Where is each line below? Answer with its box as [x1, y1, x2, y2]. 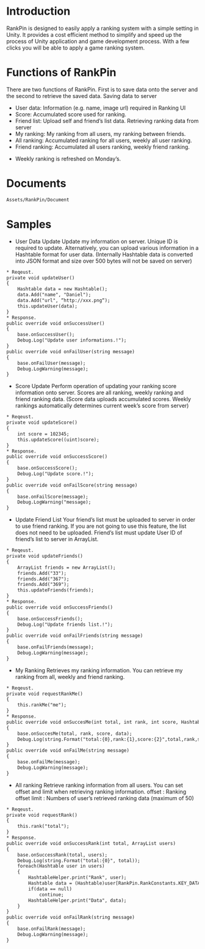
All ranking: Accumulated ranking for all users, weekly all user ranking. [15, 137, 192, 144]
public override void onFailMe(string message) [6, 748, 130, 754]
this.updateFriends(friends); [17, 587, 95, 593]
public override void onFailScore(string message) [6, 482, 138, 488]
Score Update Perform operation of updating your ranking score [15, 383, 177, 390]
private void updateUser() [6, 274, 75, 281]
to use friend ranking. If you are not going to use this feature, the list [15, 522, 187, 530]
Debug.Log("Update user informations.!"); [17, 337, 127, 343]
